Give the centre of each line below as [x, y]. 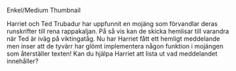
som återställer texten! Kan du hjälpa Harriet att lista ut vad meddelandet [112, 53]
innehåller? [23, 61]
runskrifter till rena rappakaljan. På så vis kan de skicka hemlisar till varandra [118, 31]
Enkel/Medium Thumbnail [44, 10]
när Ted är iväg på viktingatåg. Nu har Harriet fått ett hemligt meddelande [113, 39]
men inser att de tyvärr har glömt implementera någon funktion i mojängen [115, 46]
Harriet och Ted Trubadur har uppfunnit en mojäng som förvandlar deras [112, 24]
